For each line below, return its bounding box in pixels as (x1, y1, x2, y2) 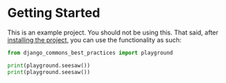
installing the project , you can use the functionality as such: (7, 35, 182, 44)
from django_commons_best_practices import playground (7, 49, 173, 56)
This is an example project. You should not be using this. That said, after (7, 28, 219, 37)
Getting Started (7, 5, 101, 21)
